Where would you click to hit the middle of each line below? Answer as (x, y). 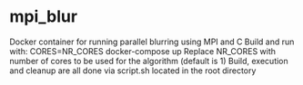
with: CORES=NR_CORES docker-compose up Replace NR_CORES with (142, 51)
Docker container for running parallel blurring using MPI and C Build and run (152, 42)
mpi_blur (44, 17)
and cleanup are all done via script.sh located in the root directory (133, 71)
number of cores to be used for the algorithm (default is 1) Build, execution (149, 61)
